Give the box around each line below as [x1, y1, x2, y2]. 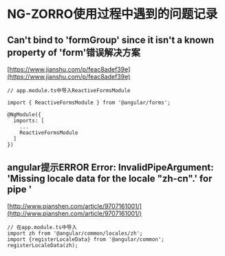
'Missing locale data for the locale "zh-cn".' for [7, 173, 213, 184]
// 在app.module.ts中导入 [7, 224, 78, 231]
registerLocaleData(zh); [7, 242, 78, 248]
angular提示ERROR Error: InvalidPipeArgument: [7, 162, 214, 173]
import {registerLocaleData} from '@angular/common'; [7, 235, 165, 243]
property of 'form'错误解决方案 [7, 46, 141, 58]
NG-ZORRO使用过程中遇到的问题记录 [7, 6, 218, 22]
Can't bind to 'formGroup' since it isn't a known [7, 34, 215, 45]
